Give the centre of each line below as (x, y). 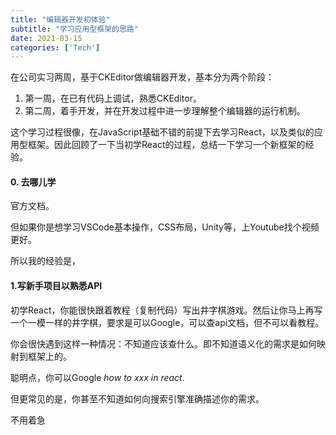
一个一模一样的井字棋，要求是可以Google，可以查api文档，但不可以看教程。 (167, 322)
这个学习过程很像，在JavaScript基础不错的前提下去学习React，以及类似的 (162, 132)
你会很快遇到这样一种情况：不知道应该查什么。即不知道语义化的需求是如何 (163, 343)
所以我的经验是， (45, 261)
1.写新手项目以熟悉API (56, 286)
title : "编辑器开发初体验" (60, 19)
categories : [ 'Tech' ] (55, 47)
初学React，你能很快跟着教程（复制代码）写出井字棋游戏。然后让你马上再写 (166, 310)
